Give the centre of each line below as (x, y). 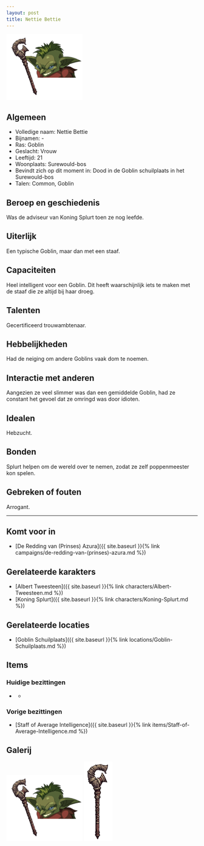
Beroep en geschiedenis (53, 203)
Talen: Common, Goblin (44, 184)
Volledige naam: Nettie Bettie (51, 132)
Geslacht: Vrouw (36, 151)
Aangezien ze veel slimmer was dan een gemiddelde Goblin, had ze (91, 393)
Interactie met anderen (50, 378)
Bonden (21, 452)
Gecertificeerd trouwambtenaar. (46, 325)
